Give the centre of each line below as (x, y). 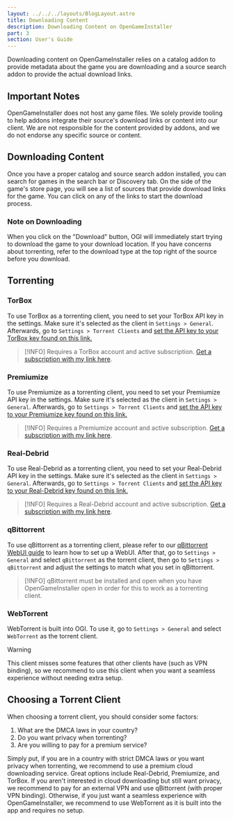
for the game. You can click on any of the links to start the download (105, 196)
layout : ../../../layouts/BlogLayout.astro (71, 14)
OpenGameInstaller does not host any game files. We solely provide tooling (115, 113)
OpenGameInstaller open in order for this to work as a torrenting (116, 588)
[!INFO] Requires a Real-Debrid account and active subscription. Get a (125, 504)
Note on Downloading (45, 222)
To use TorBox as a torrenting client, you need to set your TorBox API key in (115, 316)
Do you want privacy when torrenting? (72, 737)
